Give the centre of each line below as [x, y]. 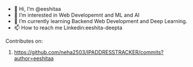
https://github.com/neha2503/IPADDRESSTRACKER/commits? [89, 52]
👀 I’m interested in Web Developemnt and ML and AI [77, 15]
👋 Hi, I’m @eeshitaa [37, 9]
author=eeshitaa [34, 58]
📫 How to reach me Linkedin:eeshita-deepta [68, 28]
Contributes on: [24, 41]
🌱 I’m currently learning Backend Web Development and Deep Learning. [101, 21]
